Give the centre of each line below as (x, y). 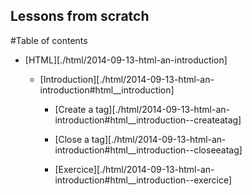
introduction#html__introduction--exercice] (143, 180)
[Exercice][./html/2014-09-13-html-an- (134, 169)
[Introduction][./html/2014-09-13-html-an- (127, 79)
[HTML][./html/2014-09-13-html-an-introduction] (126, 60)
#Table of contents (49, 40)
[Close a (72, 139)
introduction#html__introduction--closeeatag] (148, 150)
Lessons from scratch (80, 16)
